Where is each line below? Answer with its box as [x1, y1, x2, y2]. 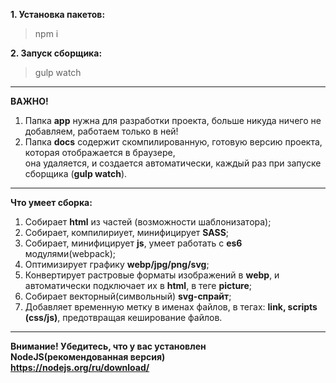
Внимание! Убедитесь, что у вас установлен [10, 340, 207, 352]
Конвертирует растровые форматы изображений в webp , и [24, 269, 280, 281]
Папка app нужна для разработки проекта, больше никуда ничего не [24, 115, 322, 126]
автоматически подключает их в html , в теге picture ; [24, 280, 253, 291]
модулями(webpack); [24, 248, 117, 259]
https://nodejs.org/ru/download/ [10, 362, 150, 373]
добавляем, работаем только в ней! [24, 125, 179, 137]
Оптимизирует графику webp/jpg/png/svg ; [24, 259, 210, 270]
